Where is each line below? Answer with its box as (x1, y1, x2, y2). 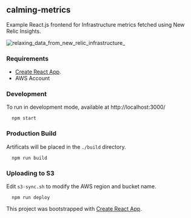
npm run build (12, 155, 47, 161)
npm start (12, 115, 36, 121)
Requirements (6, 54, 49, 63)
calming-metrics (6, 5, 71, 15)
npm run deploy (12, 194, 50, 200)
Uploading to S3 (6, 169, 55, 177)
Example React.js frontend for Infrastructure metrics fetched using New (6, 21, 185, 28)
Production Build (6, 129, 56, 138)
